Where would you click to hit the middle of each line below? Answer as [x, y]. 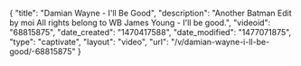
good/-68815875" [42, 52]
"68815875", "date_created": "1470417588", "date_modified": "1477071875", [150, 32]
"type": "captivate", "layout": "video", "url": [89, 42]
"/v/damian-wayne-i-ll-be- [220, 42]
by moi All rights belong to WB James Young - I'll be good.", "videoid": [140, 23]
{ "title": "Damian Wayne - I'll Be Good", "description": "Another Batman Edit [150, 13]
